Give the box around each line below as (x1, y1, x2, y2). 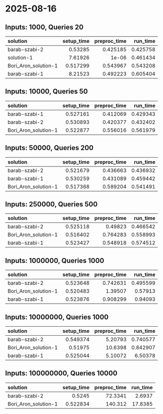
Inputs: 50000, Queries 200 (5, 144, 94, 152)
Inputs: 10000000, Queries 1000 (5, 313, 109, 321)
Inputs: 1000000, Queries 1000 (5, 256, 104, 265)
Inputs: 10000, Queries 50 (5, 87, 88, 96)
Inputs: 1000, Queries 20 (5, 23, 83, 31)
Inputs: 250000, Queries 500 (5, 200, 98, 208)
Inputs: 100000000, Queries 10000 (5, 369, 118, 378)
